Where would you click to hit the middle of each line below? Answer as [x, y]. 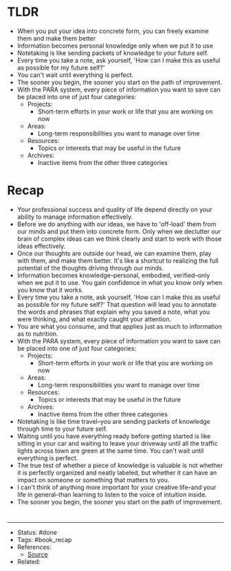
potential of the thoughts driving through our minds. [90, 268]
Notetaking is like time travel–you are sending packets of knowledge [114, 421]
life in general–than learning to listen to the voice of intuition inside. [112, 494]
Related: [29, 562]
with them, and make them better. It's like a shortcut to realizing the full [118, 260]
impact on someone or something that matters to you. [93, 480]
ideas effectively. [41, 246]
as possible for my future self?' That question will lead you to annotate [117, 304]
